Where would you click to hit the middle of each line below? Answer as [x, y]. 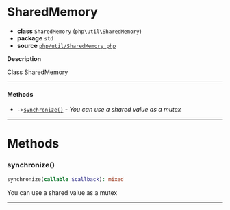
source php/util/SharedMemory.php [66, 45]
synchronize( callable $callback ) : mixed [66, 179]
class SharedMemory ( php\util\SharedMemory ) [79, 31]
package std [35, 38]
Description [24, 58]
